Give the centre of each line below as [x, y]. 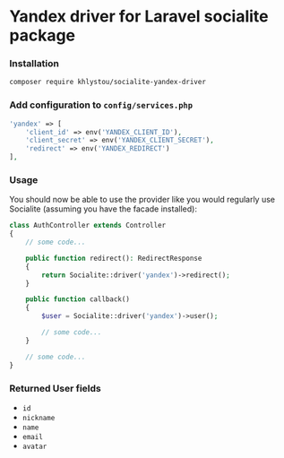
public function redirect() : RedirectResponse [114, 258]
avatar [34, 446]
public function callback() [77, 299]
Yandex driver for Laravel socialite [139, 17]
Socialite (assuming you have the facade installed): [103, 209]
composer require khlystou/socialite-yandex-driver [108, 82]
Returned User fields [55, 388]
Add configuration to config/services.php [101, 105]
